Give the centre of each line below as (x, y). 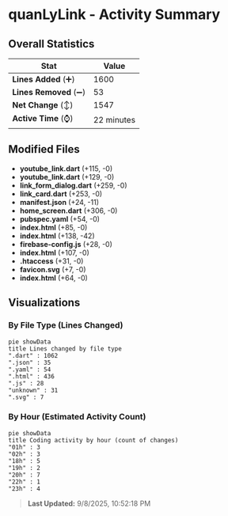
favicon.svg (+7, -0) (53, 269)
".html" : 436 (32, 376)
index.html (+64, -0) (54, 278)
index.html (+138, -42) (57, 236)
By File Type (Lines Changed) (66, 325)
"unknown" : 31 (33, 390)
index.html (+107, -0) (54, 252)
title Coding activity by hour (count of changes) (93, 440)
